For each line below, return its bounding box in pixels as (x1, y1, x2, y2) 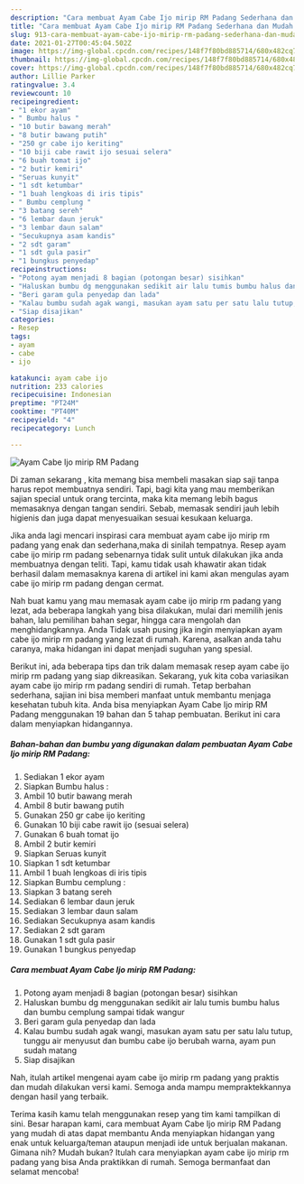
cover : (10, 64, 35, 73)
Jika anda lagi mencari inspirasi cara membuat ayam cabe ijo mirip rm (10, 530, 270, 541)
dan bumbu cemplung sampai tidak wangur (23, 1006, 185, 1017)
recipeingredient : (10, 97, 79, 106)
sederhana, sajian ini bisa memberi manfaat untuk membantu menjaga (10, 689, 272, 700)
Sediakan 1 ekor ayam (23, 771, 105, 782)
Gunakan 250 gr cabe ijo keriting (23, 809, 145, 820)
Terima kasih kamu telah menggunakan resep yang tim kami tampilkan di (10, 1108, 281, 1119)
